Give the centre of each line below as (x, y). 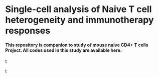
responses (28, 31)
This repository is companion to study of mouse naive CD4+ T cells (77, 45)
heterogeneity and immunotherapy (79, 20)
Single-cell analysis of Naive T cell (78, 9)
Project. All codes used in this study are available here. (63, 50)
